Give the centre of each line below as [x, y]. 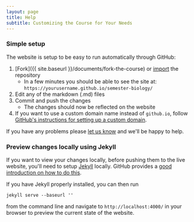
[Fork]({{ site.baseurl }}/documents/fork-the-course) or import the [96, 68]
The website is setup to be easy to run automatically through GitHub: [91, 57]
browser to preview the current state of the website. [70, 212]
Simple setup [26, 44]
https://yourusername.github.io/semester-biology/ [88, 88]
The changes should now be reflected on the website [90, 107]
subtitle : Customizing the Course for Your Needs [69, 23]
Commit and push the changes [53, 100]
